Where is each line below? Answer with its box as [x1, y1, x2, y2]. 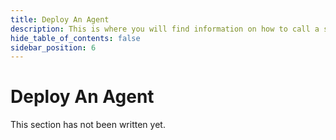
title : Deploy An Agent [10, 14, 110, 25]
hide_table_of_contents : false [10, 33, 141, 43]
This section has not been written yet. [10, 119, 166, 131]
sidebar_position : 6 [10, 42, 97, 53]
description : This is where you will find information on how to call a [10, 24, 320, 34]
